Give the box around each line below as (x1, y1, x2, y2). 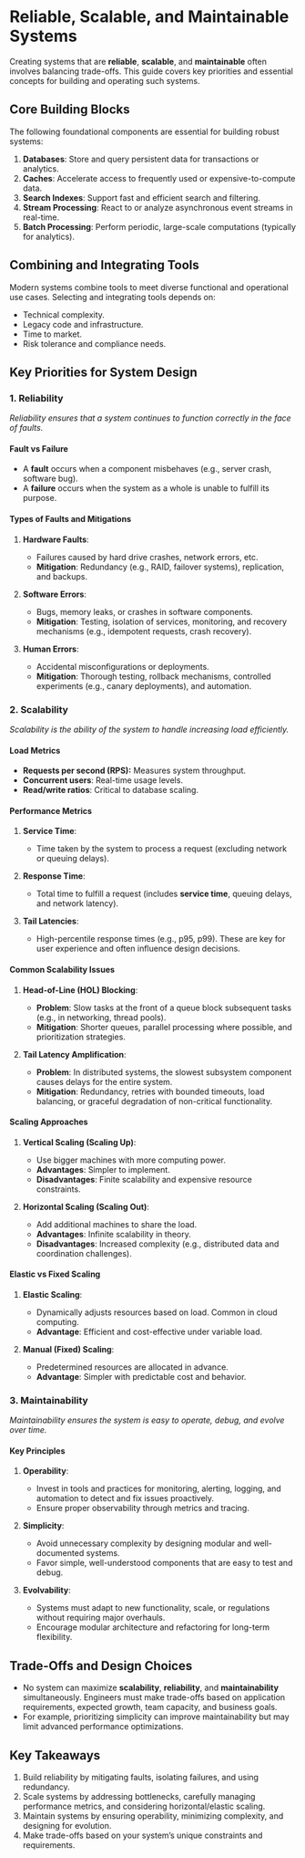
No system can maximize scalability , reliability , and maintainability (22, 1682, 280, 1694)
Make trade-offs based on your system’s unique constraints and (22, 1830, 263, 1841)
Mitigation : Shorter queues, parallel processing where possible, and (36, 1021, 293, 1032)
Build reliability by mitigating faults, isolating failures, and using (22, 1772, 259, 1783)
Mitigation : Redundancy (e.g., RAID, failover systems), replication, (36, 561, 285, 572)
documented (36, 1548, 85, 1559)
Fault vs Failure (9, 443, 68, 454)
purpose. (22, 493, 57, 504)
